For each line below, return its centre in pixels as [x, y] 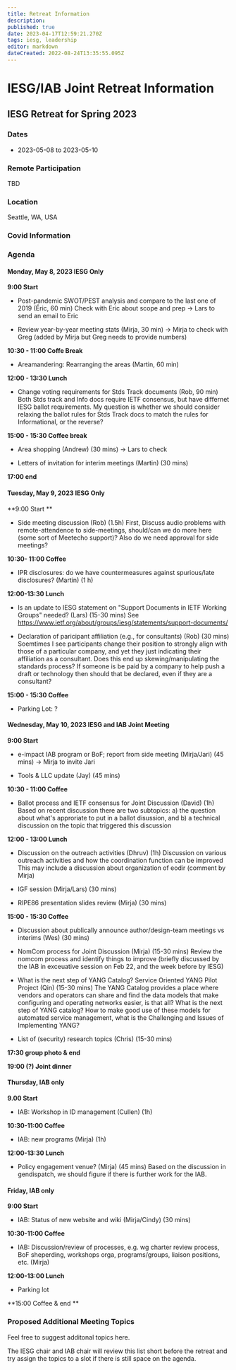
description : [26, 21]
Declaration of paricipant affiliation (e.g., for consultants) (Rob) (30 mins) [123, 636]
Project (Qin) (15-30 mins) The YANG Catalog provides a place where [118, 987]
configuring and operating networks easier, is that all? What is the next [120, 1002]
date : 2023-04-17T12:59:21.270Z [55, 34]
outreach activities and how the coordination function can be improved [120, 860]
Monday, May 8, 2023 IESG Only [56, 271]
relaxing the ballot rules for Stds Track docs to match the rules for [113, 414]
